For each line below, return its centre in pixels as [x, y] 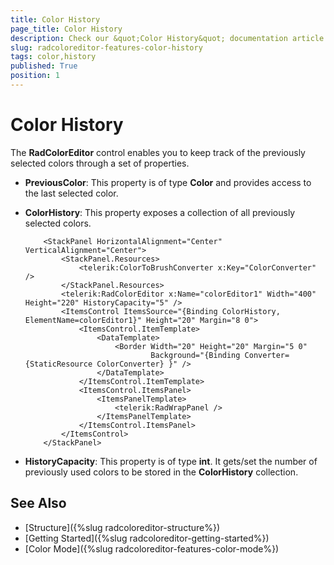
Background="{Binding [195, 355]
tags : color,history [53, 57]
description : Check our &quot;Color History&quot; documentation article [167, 38]
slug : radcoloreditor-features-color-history [106, 47]
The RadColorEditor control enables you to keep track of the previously [158, 152]
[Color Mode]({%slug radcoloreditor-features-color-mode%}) [152, 548]
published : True [44, 66]
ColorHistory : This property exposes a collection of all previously [160, 212]
